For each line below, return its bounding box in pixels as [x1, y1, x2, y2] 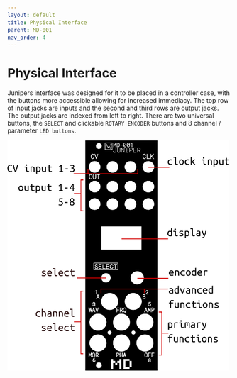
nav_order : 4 [7, 34, 46, 41]
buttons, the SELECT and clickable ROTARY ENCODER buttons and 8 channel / [7, 119, 221, 128]
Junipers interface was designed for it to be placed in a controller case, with [7, 89, 231, 97]
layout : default [7, 11, 55, 18]
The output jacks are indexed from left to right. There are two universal [7, 111, 214, 120]
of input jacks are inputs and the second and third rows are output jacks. [7, 104, 219, 113]
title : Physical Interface [7, 18, 87, 26]
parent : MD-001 [7, 26, 53, 33]
